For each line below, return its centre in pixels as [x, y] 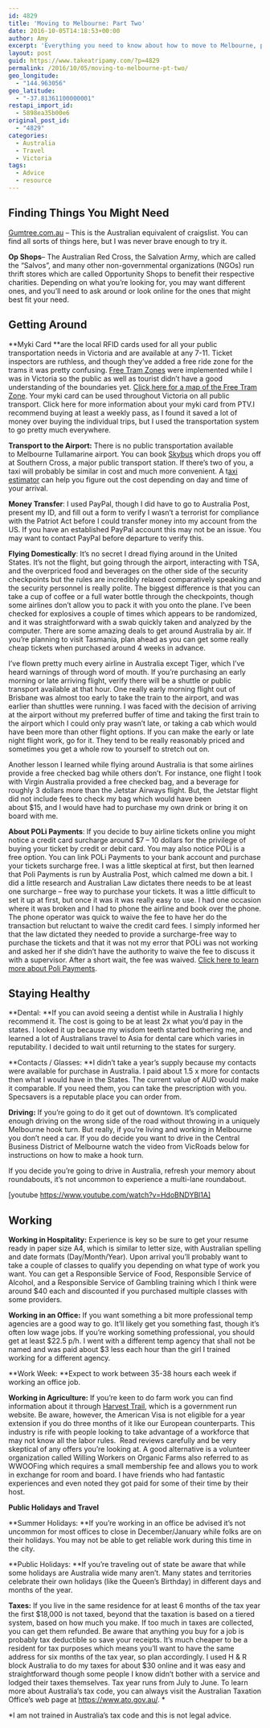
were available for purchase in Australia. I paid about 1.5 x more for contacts [134, 1071]
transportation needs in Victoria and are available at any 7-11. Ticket [121, 353]
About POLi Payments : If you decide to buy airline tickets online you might [132, 831]
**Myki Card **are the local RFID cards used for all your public [113, 344]
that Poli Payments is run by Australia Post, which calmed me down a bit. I [131, 874]
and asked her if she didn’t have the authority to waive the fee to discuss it [132, 951]
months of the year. [41, 1590]
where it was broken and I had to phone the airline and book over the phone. [135, 908]
